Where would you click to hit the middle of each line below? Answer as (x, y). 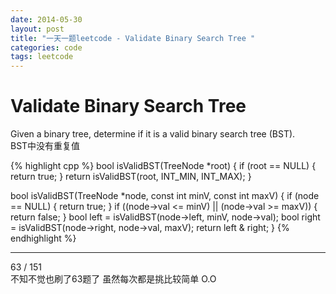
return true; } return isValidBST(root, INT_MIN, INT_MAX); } (131, 177)
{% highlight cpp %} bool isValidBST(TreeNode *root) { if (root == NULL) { (163, 166)
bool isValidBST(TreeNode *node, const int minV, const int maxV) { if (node (165, 196)
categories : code (46, 47)
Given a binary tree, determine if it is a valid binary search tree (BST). (153, 134)
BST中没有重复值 (45, 146)
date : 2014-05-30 (46, 19)
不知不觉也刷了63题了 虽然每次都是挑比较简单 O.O (113, 279)
